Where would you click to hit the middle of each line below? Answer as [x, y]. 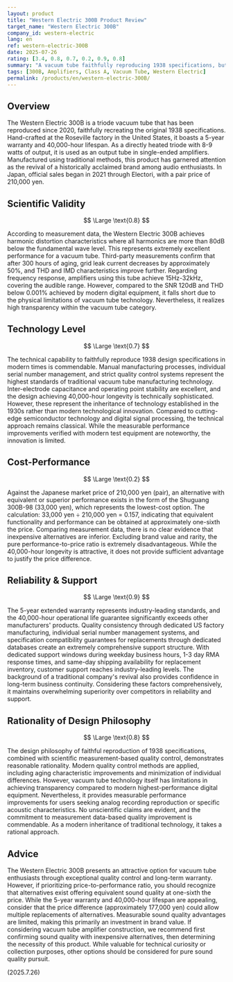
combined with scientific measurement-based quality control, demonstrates [115, 758]
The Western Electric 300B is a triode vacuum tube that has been [101, 123]
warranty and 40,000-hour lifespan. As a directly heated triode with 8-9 [110, 145]
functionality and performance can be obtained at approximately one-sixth [114, 522]
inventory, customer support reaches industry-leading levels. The [101, 669]
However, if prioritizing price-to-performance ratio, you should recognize [112, 886]
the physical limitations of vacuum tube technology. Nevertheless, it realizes [116, 300]
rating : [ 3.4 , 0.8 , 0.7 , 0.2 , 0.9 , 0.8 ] [67, 59]
